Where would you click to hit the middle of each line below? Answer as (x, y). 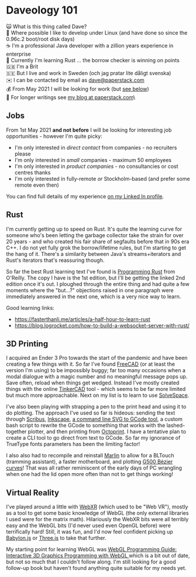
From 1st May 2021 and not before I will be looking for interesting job (89, 130)
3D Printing (27, 344)
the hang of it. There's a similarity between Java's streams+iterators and (94, 254)
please (23, 154)
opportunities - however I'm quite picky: (54, 136)
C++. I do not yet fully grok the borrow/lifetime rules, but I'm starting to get (96, 248)
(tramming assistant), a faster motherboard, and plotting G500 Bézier (90, 462)
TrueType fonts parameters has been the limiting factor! (73, 444)
